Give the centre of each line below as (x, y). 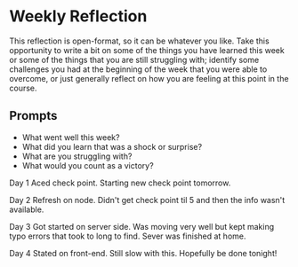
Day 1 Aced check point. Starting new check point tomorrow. (120, 183)
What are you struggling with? (77, 156)
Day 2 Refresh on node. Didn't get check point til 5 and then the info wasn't (147, 200)
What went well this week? (71, 137)
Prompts (33, 116)
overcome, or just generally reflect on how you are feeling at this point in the (149, 78)
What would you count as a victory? (88, 165)
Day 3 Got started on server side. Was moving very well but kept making (141, 226)
